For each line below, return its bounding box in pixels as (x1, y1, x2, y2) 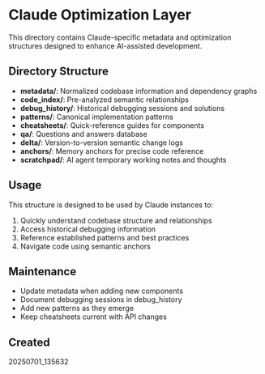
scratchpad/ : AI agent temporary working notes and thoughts (19, 155, 227, 164)
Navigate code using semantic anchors (19, 241, 152, 251)
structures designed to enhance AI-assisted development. (8, 40, 203, 50)
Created (8, 335, 50, 349)
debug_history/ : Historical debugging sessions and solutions (19, 103, 225, 113)
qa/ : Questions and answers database (19, 129, 147, 138)
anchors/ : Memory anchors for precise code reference (19, 146, 204, 155)
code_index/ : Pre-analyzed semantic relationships (19, 95, 189, 104)
